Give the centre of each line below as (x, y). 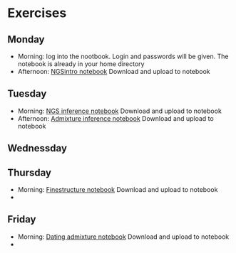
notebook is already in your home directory (81, 64)
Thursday (30, 172)
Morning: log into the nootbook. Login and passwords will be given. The (123, 56)
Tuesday (27, 94)
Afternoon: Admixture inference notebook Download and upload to (116, 118)
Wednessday (37, 148)
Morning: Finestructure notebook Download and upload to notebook (118, 190)
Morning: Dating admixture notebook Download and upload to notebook (123, 237)
